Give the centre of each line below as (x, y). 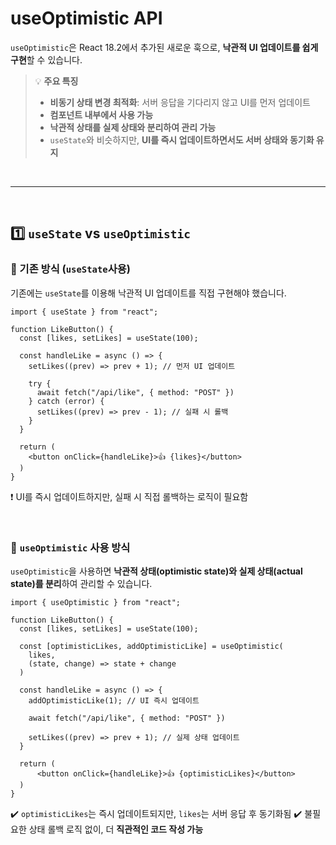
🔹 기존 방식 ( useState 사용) (70, 269)
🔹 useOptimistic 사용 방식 (70, 547)
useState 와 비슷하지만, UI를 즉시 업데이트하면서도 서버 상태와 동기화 (182, 139)
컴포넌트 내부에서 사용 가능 (101, 114)
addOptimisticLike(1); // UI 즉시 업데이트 (114, 700)
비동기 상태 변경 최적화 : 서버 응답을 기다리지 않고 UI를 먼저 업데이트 (180, 102)
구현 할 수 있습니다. (46, 59)
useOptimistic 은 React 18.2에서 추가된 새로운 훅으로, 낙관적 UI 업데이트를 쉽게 (164, 47)
